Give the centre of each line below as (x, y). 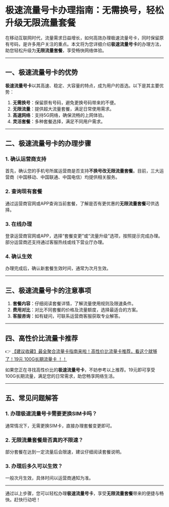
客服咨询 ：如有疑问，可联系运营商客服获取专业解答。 (68, 316)
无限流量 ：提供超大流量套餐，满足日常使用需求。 (63, 109)
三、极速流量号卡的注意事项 (48, 290)
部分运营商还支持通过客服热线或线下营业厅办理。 (56, 242)
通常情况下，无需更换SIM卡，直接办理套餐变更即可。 (60, 426)
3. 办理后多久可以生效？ (34, 466)
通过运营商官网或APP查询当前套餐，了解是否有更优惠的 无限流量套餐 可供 (80, 203)
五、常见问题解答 (32, 398)
